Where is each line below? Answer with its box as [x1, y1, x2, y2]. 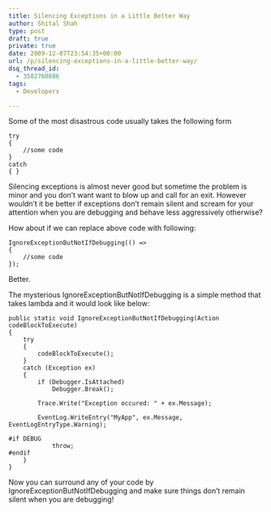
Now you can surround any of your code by [8, 477, 154, 487]
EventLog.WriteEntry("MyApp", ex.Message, [37, 414, 183, 422]
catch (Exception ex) [23, 364, 96, 373]
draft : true [8, 34, 49, 43]
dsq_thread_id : [8, 65, 60, 73]
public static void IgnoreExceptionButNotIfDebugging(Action [8, 314, 220, 322]
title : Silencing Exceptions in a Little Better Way [8, 11, 191, 20]
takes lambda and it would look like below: [8, 299, 150, 309]
